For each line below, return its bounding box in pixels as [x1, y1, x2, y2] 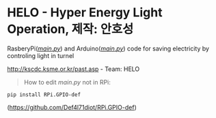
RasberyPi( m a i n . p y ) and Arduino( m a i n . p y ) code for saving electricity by [7, 44, 210, 53]
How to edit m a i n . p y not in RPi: [23, 78, 111, 86]
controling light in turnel [7, 51, 75, 59]
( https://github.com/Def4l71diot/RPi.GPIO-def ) [7, 103, 137, 111]
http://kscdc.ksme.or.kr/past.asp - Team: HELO [7, 65, 140, 73]
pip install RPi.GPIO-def [7, 91, 81, 98]
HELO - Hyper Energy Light [7, 5, 163, 20]
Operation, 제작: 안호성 [7, 22, 134, 37]
